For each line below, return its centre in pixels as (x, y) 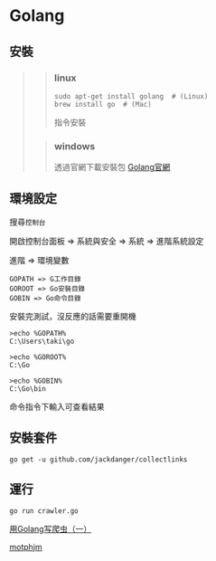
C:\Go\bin (28, 389)
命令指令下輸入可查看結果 (57, 406)
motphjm (26, 547)
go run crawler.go (44, 511)
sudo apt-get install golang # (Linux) (131, 96)
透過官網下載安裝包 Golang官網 (112, 167)
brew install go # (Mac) (103, 104)
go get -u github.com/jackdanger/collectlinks (99, 459)
